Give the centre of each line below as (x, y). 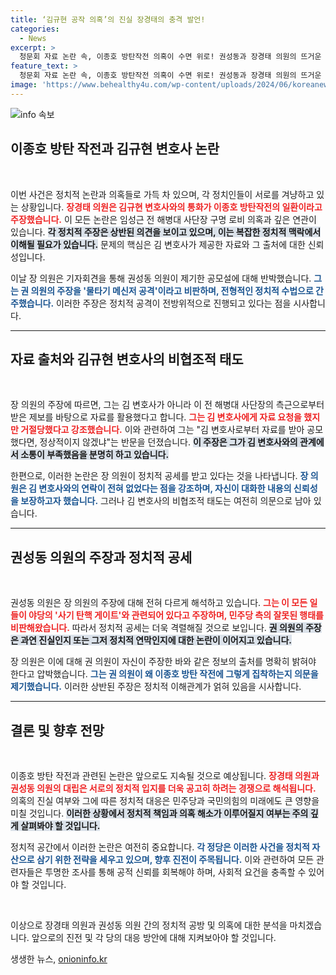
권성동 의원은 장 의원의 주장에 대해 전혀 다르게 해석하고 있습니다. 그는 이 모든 (159, 603)
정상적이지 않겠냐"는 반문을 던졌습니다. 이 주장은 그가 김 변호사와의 (168, 442)
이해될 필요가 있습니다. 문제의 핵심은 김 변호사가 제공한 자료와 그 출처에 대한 (158, 244)
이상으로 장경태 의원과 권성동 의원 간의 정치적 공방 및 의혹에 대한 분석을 (149, 925)
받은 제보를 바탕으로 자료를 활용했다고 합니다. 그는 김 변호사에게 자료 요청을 (156, 417)
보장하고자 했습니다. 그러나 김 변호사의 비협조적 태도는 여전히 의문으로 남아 (166, 501)
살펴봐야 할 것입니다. (60, 825)
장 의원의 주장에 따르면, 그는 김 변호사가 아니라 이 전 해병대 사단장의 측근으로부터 (167, 405)
